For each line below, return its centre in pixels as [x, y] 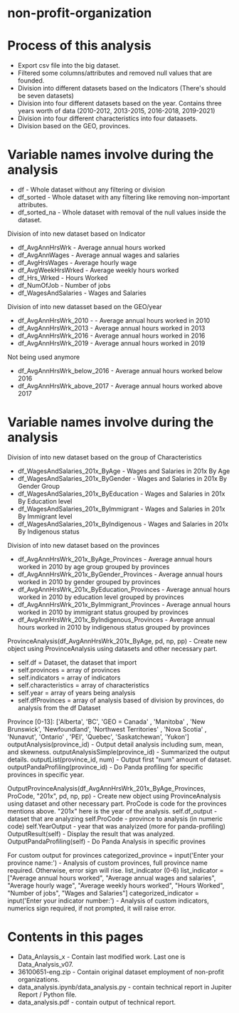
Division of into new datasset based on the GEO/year [85, 307]
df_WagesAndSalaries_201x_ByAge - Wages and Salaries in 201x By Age [124, 471]
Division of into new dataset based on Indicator [76, 234]
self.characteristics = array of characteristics [83, 685]
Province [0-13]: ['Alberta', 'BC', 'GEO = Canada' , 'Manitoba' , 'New [106, 722]
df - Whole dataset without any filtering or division [91, 189]
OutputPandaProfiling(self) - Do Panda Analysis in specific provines [107, 841]
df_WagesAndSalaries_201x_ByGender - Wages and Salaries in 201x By [122, 478]
